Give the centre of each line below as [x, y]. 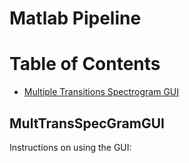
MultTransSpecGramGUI [87, 123]
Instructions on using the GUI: [70, 147]
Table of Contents [85, 64]
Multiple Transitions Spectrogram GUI [101, 92]
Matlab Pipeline [75, 18]
